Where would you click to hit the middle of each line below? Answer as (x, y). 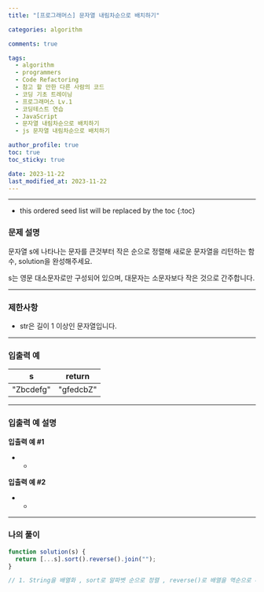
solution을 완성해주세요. (55, 261)
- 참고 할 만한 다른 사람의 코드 (60, 87)
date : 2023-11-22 (37, 174)
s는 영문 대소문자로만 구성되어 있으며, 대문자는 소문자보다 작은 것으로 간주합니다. (132, 278)
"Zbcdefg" (31, 389)
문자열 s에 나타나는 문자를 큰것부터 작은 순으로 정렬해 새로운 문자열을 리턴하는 (127, 251)
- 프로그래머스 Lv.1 (44, 102)
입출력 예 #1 (26, 441)
